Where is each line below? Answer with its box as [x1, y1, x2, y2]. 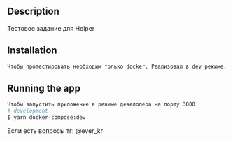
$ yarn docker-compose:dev [7, 114, 86, 121]
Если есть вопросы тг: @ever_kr [7, 126, 104, 135]
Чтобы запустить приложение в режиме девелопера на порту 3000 [7, 101, 196, 108]
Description [7, 6, 59, 17]
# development [7, 108, 49, 115]
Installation [7, 45, 57, 57]
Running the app [7, 82, 80, 94]
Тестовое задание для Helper [7, 24, 95, 32]
